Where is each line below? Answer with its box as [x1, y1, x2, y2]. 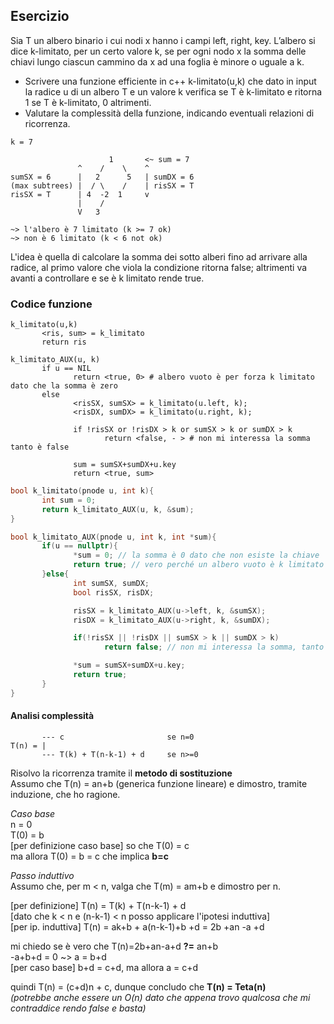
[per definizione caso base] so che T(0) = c [10, 839, 190, 851]
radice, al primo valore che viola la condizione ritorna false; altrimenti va [10, 261, 308, 273]
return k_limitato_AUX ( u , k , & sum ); [41, 504, 195, 514]
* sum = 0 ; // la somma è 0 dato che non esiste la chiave [73, 550, 320, 561]
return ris [41, 337, 87, 348]
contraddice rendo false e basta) [10, 1002, 147, 1014]
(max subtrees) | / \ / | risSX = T [10, 180, 195, 191]
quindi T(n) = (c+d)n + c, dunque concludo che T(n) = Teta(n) [10, 980, 267, 993]
